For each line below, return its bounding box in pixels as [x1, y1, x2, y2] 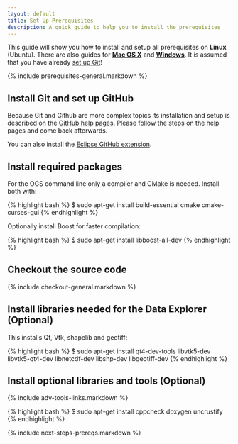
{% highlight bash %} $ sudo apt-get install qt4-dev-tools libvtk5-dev [7, 347, 211, 355]
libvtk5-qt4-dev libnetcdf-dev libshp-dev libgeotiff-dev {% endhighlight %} [7, 354, 228, 362]
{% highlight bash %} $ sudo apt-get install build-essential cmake [7, 201, 200, 209]
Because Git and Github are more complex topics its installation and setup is [7, 111, 230, 120]
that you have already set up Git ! [7, 58, 103, 67]
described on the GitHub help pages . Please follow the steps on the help [7, 118, 220, 128]
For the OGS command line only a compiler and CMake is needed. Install [7, 179, 220, 188]
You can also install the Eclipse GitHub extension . [7, 140, 152, 149]
